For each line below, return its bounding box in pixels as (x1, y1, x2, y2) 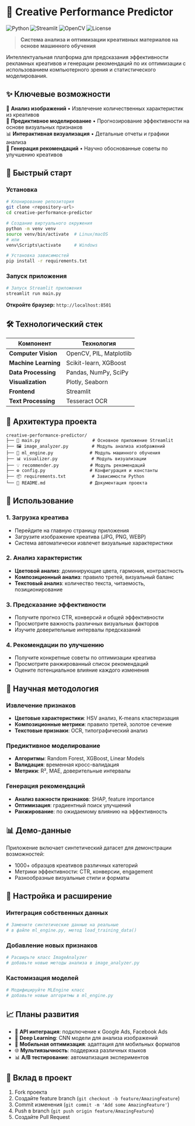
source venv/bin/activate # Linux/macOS (6, 231, 109, 237)
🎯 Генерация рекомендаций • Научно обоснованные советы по (6, 145, 168, 152)
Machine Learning (9, 359, 61, 367)
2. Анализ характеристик (6, 554, 82, 562)
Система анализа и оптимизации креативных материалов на (20, 36, 179, 43)
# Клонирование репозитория (6, 199, 75, 205)
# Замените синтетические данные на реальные (6, 922, 119, 928)
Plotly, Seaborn (66, 378, 109, 386)
